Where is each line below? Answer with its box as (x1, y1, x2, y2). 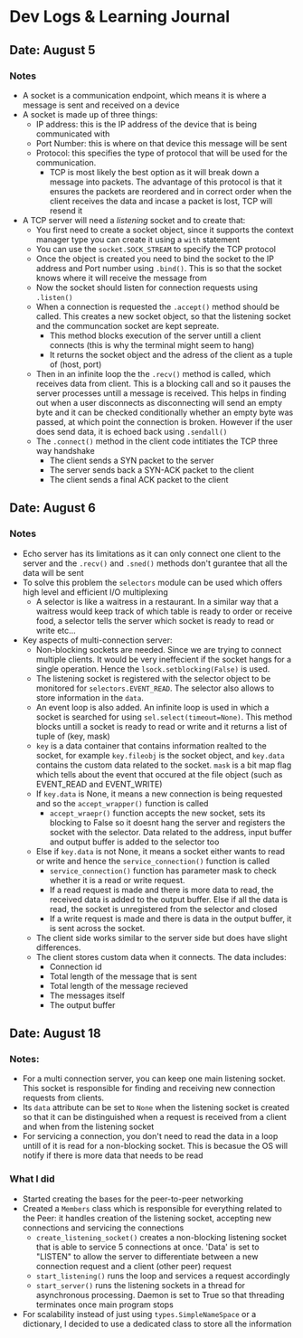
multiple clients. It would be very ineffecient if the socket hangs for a (35, 654, 292, 664)
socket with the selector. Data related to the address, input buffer (49, 826, 292, 837)
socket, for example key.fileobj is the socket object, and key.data (35, 749, 285, 760)
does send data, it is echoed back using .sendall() (35, 426, 228, 437)
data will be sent (22, 567, 84, 578)
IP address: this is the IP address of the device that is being (35, 118, 258, 129)
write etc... (35, 625, 77, 636)
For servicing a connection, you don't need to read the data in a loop (22, 1131, 279, 1142)
